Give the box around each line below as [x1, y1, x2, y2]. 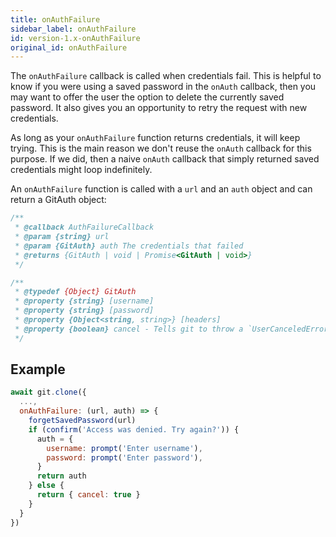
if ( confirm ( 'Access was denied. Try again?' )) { [28, 424, 240, 435]
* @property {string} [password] [14, 306, 155, 316]
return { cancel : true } [36, 490, 141, 500]
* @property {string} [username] [14, 296, 155, 306]
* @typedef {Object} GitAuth [14, 287, 137, 297]
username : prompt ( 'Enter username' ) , [46, 443, 203, 453]
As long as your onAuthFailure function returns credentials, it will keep [10, 132, 301, 144]
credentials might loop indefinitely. [10, 164, 153, 176]
